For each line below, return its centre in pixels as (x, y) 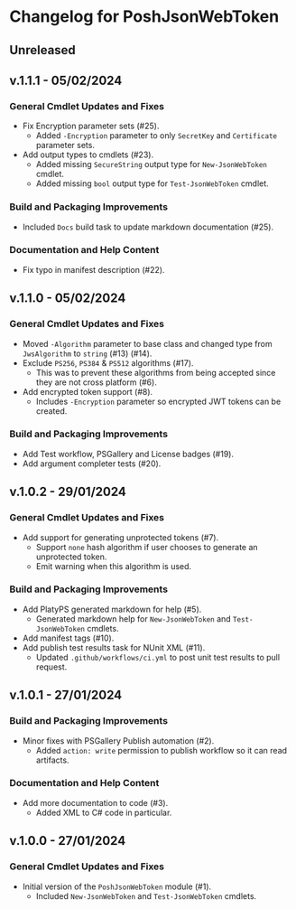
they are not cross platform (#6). (97, 382)
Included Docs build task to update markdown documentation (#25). (148, 227)
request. (51, 667)
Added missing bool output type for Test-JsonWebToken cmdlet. (152, 183)
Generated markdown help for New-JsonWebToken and (134, 618)
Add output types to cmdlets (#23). (88, 155)
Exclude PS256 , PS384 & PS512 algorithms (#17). (108, 362)
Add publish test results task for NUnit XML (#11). (114, 647)
